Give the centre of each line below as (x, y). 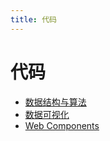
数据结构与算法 (55, 102)
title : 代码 (33, 19)
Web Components (62, 125)
